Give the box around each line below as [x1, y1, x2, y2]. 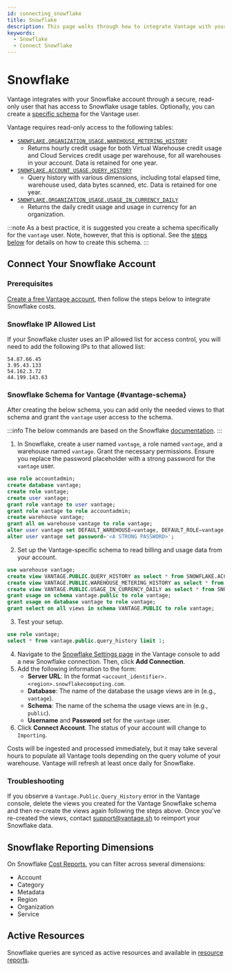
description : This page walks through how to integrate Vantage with [7, 23, 212, 30]
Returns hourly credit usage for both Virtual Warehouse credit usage [27, 143, 222, 152]
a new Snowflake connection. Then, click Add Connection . [17, 657, 186, 665]
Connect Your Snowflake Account [7, 258, 156, 270]
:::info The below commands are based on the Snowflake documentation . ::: [7, 426, 223, 435]
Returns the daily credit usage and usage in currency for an [27, 202, 197, 211]
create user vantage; [7, 494, 70, 502]
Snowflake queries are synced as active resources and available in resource [7, 948, 224, 956]
